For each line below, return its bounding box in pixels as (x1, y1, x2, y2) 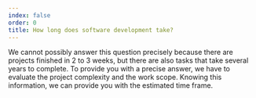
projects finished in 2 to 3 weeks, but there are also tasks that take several (8, 56, 249, 65)
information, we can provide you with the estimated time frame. (8, 81, 214, 90)
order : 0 (8, 19, 37, 27)
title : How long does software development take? (8, 26, 174, 34)
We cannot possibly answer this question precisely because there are (8, 48, 233, 57)
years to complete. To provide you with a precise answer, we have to (8, 64, 230, 74)
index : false (8, 11, 51, 20)
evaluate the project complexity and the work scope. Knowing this (8, 72, 222, 82)
